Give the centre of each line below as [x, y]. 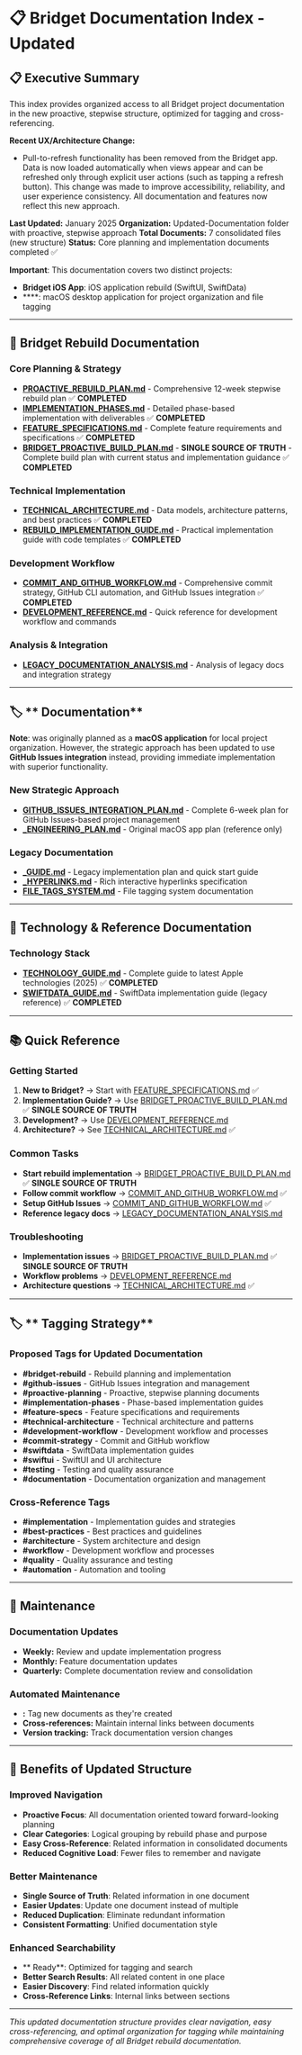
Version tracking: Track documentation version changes [128, 1732]
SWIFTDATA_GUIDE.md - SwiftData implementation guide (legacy [145, 993]
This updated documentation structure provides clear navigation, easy [140, 2022]
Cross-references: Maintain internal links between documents [138, 1723]
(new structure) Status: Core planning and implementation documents [139, 242]
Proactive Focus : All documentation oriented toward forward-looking [150, 1815]
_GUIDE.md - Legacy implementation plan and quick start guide [140, 871]
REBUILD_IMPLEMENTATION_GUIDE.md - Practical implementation [148, 529]
